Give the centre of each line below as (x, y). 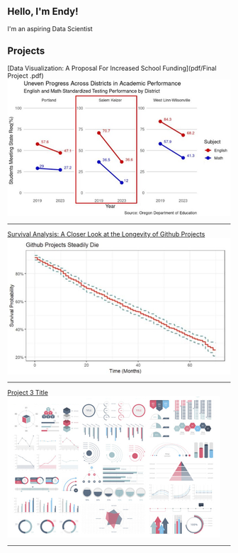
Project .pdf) (25, 75)
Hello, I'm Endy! (43, 12)
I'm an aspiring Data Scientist (50, 28)
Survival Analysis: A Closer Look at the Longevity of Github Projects (106, 234)
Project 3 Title (28, 392)
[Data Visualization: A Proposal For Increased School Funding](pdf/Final (112, 68)
